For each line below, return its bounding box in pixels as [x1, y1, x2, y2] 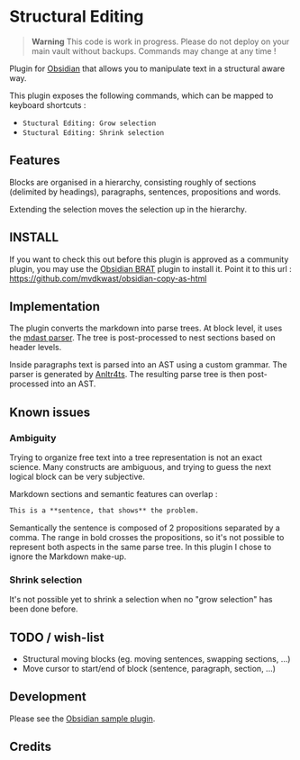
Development [9, 689, 87, 704]
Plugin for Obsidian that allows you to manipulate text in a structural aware [9, 63, 286, 74]
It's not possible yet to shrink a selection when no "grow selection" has [9, 594, 273, 605]
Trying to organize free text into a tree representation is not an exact [9, 452, 263, 463]
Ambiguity [9, 431, 57, 444]
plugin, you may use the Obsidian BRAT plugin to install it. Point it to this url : [9, 263, 293, 274]
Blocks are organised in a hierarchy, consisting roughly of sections [9, 176, 257, 187]
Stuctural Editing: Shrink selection [22, 128, 165, 137]
